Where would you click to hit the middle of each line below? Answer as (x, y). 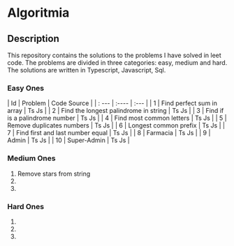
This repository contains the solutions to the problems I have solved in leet (114, 55)
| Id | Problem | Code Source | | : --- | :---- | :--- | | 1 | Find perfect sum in (112, 103)
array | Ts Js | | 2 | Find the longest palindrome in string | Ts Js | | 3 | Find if (116, 111)
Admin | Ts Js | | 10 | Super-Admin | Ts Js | (69, 140)
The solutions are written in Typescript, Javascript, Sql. (87, 70)
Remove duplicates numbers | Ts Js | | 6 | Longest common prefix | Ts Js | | (116, 125)
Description (33, 39)
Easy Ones (26, 88)
